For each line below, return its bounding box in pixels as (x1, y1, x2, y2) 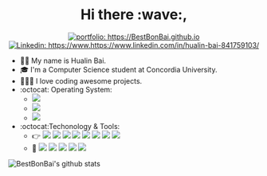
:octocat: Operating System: (19, 84, 113, 94)
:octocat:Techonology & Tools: (19, 121, 120, 131)
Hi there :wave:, (80, 6, 188, 24)
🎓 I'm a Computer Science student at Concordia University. (19, 65, 218, 74)
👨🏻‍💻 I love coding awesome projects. (19, 76, 143, 85)
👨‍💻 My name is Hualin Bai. (19, 56, 106, 65)
